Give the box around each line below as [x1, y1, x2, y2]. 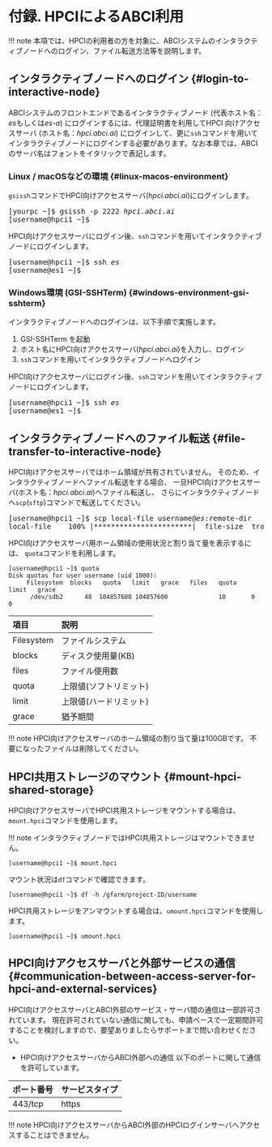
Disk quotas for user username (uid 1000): [8, 571, 158, 580]
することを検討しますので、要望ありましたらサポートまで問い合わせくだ [8, 1024, 249, 1035]
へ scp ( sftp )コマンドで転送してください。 [8, 498, 146, 507]
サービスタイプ [61, 1084, 119, 1095]
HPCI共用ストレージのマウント [8, 770, 162, 783]
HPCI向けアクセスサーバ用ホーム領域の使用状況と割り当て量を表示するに [8, 538, 253, 548]
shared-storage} [8, 783, 95, 796]
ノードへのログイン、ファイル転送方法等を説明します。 [22, 45, 206, 55]
